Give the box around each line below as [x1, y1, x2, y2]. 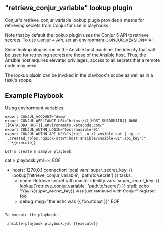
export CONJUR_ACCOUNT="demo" [5, 114, 67, 119]
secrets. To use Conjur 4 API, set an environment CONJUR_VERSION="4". [5, 37, 155, 43]
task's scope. [5, 77, 33, 83]
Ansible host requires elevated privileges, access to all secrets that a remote [5, 57, 160, 63]
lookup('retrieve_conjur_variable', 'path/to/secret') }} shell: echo [19, 183, 149, 189]
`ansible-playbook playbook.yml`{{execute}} [5, 221, 98, 226]
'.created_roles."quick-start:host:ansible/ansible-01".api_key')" [5, 136, 147, 141]
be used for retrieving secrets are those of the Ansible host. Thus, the [5, 52, 147, 58]
